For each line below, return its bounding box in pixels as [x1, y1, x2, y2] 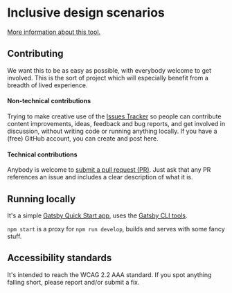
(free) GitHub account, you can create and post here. [7, 134, 159, 143]
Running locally [7, 193, 76, 205]
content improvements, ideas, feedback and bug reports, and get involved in [7, 119, 226, 127]
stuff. [7, 232, 22, 240]
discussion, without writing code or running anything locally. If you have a [7, 127, 217, 135]
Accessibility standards [7, 252, 112, 264]
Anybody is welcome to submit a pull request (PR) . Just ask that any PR [7, 166, 211, 174]
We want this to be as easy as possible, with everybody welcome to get [7, 66, 212, 74]
